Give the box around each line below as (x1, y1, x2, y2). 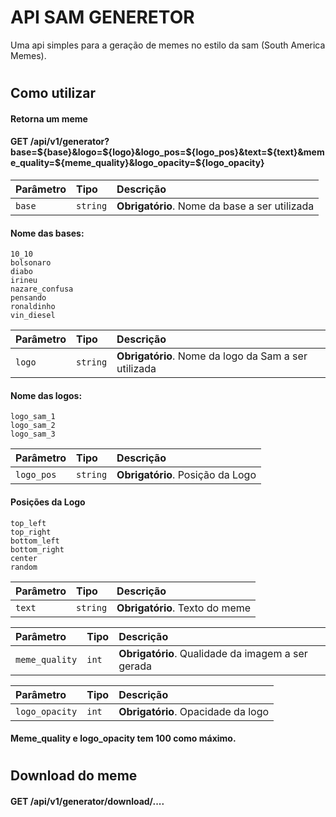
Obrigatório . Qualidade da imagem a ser (118, 646, 308, 660)
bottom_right (10, 544, 65, 555)
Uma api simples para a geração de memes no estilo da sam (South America (10, 39, 326, 51)
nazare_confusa (10, 284, 74, 295)
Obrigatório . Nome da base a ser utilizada (116, 199, 315, 213)
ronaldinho (10, 302, 56, 312)
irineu (10, 276, 38, 286)
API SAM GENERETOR (10, 6, 195, 29)
